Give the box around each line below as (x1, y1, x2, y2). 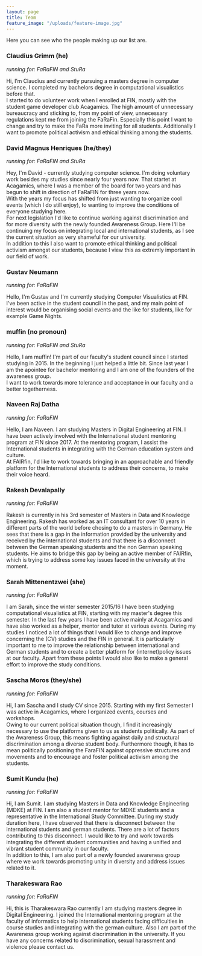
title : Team (6, 15, 36, 21)
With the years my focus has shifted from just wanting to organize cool (6, 195, 182, 202)
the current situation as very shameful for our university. (6, 233, 146, 241)
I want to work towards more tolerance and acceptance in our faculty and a (6, 379, 194, 386)
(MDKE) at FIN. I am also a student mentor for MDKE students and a (6, 807, 175, 814)
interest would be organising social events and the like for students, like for (6, 306, 192, 313)
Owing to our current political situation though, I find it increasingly (6, 721, 172, 728)
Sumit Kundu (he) (6, 775, 59, 783)
